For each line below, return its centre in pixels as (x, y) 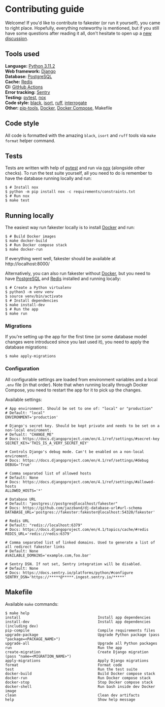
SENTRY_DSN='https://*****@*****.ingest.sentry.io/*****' (66, 577)
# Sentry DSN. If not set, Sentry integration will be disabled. (73, 564)
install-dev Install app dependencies (78, 622)
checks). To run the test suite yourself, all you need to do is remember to (79, 173)
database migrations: (27, 347)
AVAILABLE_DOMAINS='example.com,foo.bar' (48, 555)
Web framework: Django (31, 71)
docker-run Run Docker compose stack (78, 678)
